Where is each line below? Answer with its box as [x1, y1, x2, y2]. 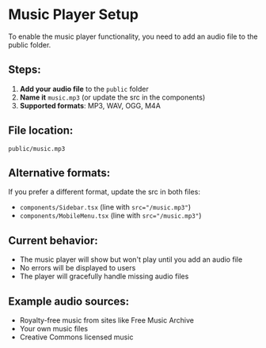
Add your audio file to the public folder [19, 84, 149, 93]
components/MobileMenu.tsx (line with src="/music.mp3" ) [19, 211, 202, 221]
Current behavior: [8, 233, 98, 247]
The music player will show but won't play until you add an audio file [19, 255, 243, 264]
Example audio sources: [8, 294, 130, 308]
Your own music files [19, 324, 89, 333]
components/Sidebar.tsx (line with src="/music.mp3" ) [19, 202, 192, 212]
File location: [8, 124, 74, 138]
